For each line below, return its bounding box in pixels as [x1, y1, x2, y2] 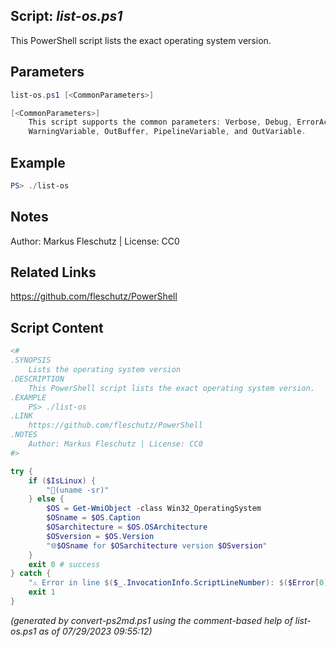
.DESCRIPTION [10, 374, 65, 384]
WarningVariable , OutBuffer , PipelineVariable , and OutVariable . [28, 127, 307, 137]
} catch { [10, 569, 52, 579]
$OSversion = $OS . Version [46, 531, 155, 541]
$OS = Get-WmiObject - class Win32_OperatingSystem [46, 504, 262, 514]
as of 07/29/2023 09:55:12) [38, 625, 153, 637]
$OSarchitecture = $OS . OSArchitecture [46, 522, 208, 532]
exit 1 [28, 587, 56, 598]
